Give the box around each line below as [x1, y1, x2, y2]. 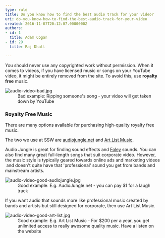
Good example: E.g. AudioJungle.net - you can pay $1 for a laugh [17, 182, 151, 188]
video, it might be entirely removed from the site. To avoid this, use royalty [5, 73, 158, 79]
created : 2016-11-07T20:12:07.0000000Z [5, 21, 88, 26]
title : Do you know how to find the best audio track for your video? [5, 12, 154, 17]
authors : [5, 26, 23, 31]
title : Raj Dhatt [9, 44, 46, 49]
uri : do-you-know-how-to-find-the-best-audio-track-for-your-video [5, 16, 148, 21]
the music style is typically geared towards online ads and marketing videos [5, 157, 160, 163]
